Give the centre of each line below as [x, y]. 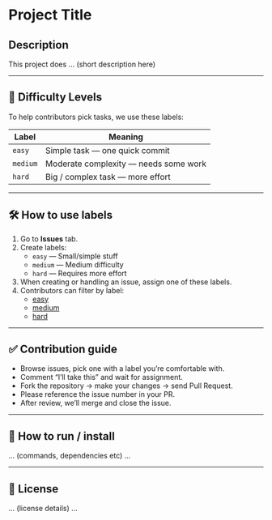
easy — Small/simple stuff [75, 256]
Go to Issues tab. [49, 239]
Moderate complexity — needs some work [126, 164]
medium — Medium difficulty [78, 264]
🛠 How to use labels [61, 215]
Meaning [126, 137]
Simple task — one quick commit [108, 150]
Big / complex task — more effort [108, 177]
